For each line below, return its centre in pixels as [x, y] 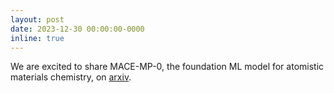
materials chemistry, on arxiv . [71, 77]
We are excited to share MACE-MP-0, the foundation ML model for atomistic [167, 67]
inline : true [37, 38]
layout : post [37, 19]
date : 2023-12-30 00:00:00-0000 [77, 29]
